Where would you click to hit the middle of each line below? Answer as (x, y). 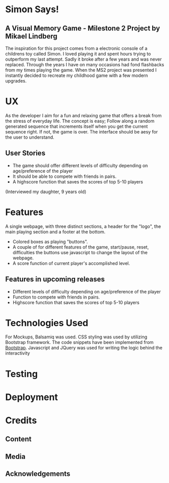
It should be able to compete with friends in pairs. (64, 176)
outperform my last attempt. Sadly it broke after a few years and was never (83, 59)
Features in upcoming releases (55, 279)
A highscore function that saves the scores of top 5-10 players (78, 181)
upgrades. (16, 81)
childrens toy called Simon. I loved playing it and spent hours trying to (78, 54)
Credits (21, 420)
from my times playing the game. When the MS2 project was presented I (81, 70)
